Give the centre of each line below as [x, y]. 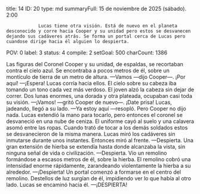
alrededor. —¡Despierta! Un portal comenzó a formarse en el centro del [93, 172]
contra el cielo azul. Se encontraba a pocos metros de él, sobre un [88, 70]
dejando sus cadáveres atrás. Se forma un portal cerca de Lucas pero [96, 36]
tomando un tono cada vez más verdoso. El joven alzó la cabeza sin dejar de [100, 90]
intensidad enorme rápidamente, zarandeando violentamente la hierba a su [99, 166]
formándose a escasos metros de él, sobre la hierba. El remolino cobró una [99, 159]
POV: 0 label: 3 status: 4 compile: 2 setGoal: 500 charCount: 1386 [87, 53]
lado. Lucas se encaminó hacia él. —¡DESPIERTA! [67, 185]
